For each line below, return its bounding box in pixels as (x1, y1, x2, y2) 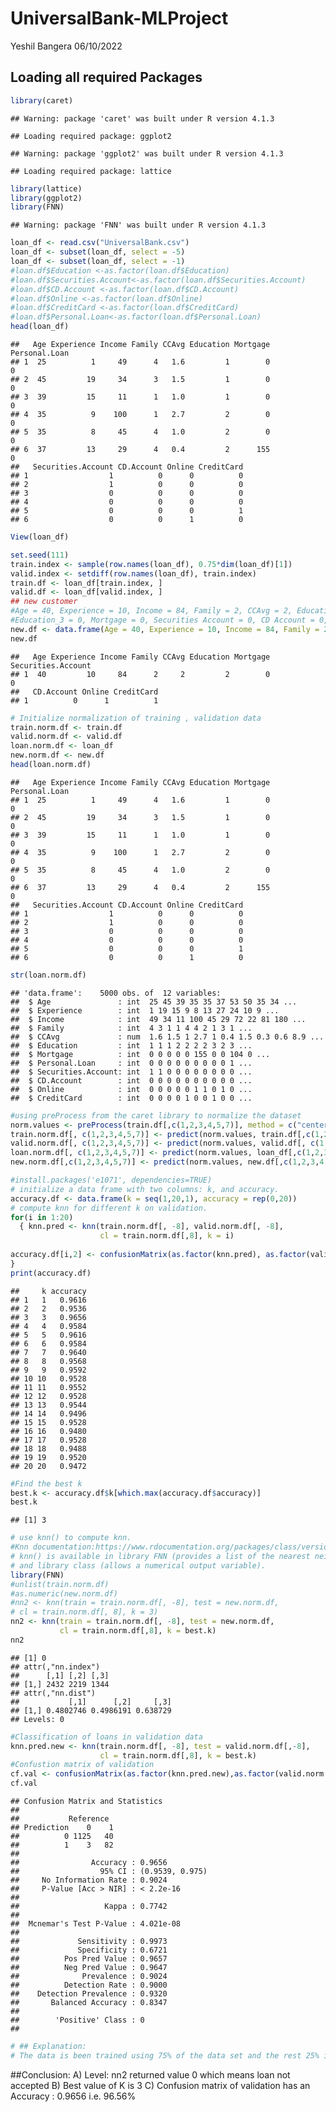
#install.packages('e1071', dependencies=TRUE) (10, 1175, 213, 1185)
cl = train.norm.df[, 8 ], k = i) (99, 1231, 235, 1241)
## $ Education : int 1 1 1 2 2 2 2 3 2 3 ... (10, 1040, 253, 1051)
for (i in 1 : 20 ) (10, 1212, 74, 1222)
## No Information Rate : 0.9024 (10, 1875, 168, 1885)
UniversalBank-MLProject (10, 7, 229, 30)
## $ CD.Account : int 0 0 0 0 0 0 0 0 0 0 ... (10, 1075, 253, 1086)
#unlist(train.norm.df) (10, 1579, 110, 1589)
